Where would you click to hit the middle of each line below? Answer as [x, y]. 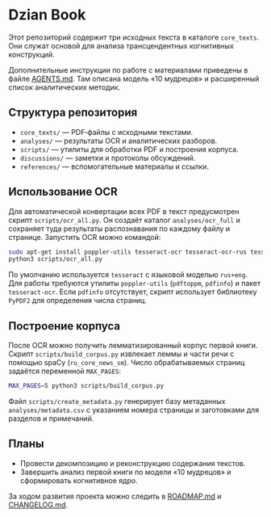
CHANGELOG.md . [38, 504]
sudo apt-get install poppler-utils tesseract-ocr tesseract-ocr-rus [128, 252]
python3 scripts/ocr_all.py [56, 259]
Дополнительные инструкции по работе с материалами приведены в [128, 69]
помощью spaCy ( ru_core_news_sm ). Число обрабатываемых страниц [127, 363]
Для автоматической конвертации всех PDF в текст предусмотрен [124, 211]
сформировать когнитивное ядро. [79, 480]
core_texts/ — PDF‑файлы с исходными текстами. [106, 132]
